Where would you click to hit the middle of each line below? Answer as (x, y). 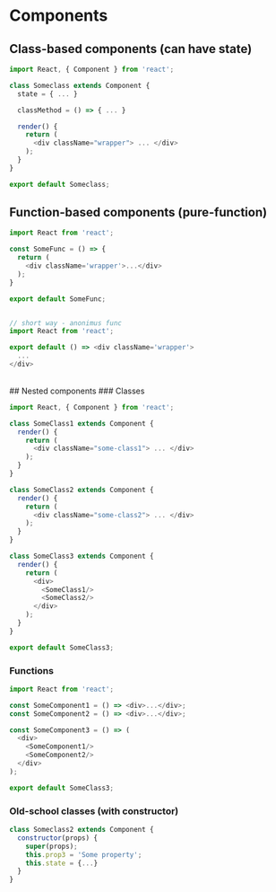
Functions (31, 670)
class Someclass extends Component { (80, 85)
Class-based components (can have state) (131, 49)
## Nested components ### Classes (77, 391)
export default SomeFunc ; (57, 299)
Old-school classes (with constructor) (94, 811)
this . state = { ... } (62, 863)
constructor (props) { (58, 838)
